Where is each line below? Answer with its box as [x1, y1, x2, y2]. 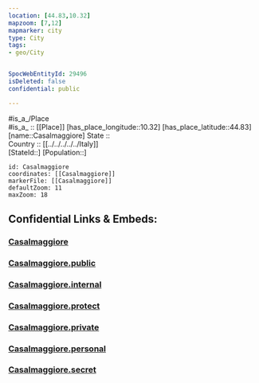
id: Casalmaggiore [8, 162, 69, 171]
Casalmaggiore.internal [8, 279, 102, 290]
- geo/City [8, 49, 45, 57]
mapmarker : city [8, 26, 62, 34]
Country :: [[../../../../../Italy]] [8, 139, 99, 148]
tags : [8, 41, 26, 49]
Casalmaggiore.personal [8, 343, 106, 354]
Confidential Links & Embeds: [8, 213, 158, 226]
